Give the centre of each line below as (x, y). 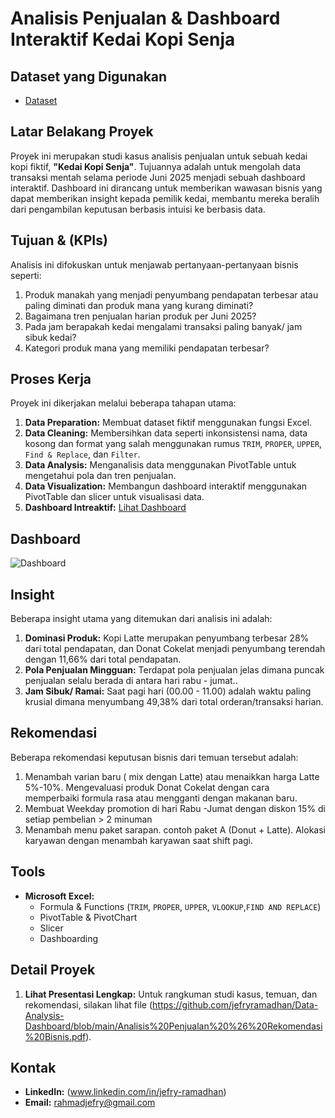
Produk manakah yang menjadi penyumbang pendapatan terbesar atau (171, 294)
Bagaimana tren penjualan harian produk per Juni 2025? (140, 316)
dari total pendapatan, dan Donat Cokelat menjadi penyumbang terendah (175, 649)
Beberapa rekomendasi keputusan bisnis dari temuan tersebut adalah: (154, 757)
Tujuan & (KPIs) (59, 240)
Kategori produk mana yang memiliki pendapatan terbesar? (147, 348)
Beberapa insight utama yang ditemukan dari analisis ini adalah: (141, 619)
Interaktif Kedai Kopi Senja (123, 39)
